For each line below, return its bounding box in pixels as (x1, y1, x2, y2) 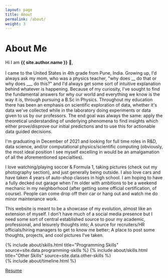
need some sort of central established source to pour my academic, (5, 216, 145, 222)
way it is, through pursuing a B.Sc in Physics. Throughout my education (5, 97, 153, 103)
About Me (5, 43, 47, 54)
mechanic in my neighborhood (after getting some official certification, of (5, 185, 157, 191)
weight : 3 (5, 21, 26, 27)
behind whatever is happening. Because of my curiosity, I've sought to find (5, 86, 160, 92)
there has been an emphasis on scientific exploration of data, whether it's (5, 102, 157, 108)
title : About (5, 12, 33, 17)
